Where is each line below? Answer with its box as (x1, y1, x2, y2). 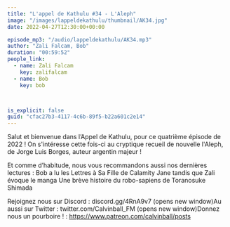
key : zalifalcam (20, 68, 68, 76)
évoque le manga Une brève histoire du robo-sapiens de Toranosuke (7, 176, 206, 185)
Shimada (7, 183, 33, 192)
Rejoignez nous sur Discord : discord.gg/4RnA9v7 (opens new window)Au (7, 197, 222, 206)
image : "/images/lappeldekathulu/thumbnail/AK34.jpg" (7, 17, 168, 24)
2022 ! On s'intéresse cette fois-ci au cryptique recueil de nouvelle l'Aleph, (7, 140, 224, 148)
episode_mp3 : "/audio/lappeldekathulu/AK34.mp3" (7, 36, 152, 43)
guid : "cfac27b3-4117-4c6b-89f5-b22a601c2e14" (7, 113, 146, 120)
